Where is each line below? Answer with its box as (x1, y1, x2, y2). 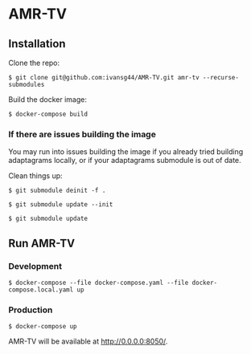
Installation (8, 37, 66, 51)
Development (8, 260, 63, 271)
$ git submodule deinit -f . (8, 186, 106, 195)
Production (8, 304, 53, 315)
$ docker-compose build (8, 110, 88, 118)
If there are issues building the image (8, 128, 157, 140)
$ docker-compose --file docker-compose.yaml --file (8, 279, 189, 287)
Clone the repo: (8, 58, 60, 67)
